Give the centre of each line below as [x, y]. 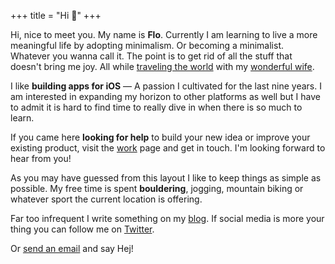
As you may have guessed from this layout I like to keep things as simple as [166, 178]
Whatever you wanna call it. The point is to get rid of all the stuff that [151, 56]
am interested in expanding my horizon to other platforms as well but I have [165, 96]
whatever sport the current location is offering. [106, 199]
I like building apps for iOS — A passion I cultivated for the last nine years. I [166, 86]
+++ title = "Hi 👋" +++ [56, 15]
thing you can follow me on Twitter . [82, 229]
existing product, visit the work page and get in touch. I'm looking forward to [168, 148]
